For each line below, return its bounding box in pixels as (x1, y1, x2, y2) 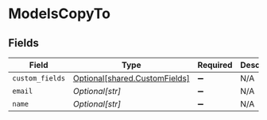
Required (197, 60, 233, 70)
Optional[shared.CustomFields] (72, 73, 191, 84)
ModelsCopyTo (8, 5, 111, 23)
